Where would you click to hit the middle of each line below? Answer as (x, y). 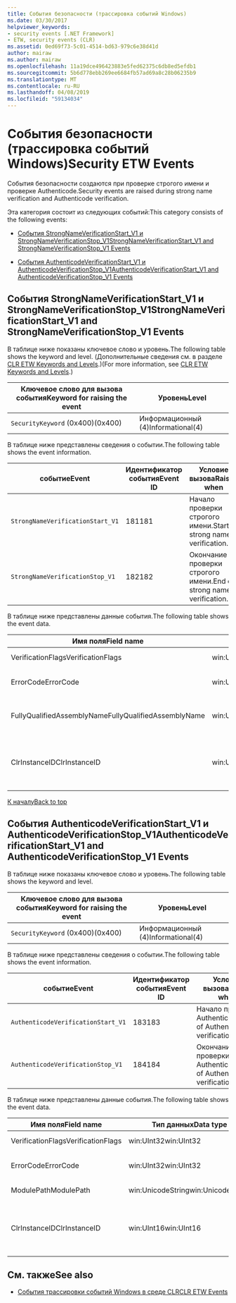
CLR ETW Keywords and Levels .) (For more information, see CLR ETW (108, 364)
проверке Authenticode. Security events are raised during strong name (110, 190)
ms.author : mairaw (34, 60)
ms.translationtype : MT (42, 79)
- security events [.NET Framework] (61, 33)
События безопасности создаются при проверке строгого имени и (108, 183)
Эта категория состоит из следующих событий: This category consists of (115, 212)
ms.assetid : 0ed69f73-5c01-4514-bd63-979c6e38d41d (83, 47)
